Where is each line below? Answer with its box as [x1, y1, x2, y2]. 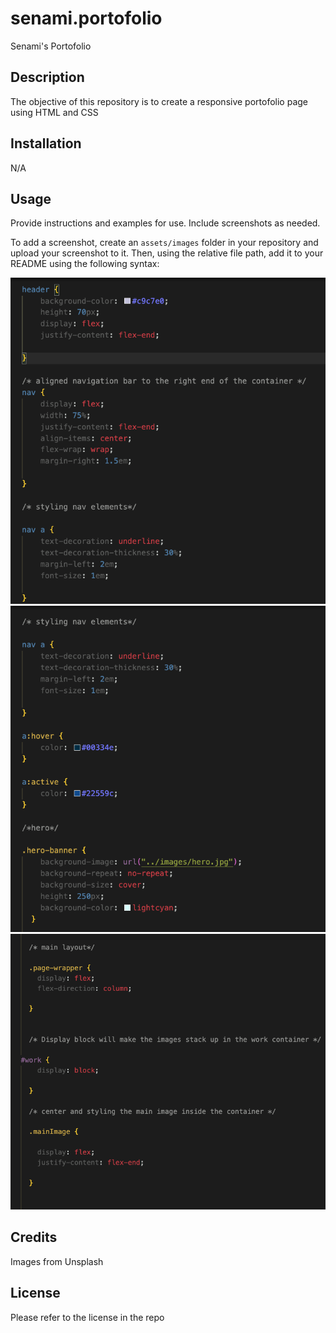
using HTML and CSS [10, 106, 99, 118]
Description [10, 69, 85, 86]
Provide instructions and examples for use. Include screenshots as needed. [10, 217, 321, 229]
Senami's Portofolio [10, 40, 92, 52]
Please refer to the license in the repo [10, 1311, 165, 1323]
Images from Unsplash [10, 1255, 104, 1267]
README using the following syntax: [10, 258, 160, 270]
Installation [10, 135, 82, 152]
